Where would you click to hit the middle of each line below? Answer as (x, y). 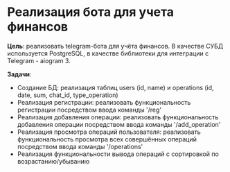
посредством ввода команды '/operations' (80, 146)
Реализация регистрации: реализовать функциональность (104, 102)
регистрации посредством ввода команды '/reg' (89, 110)
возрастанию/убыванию (53, 161)
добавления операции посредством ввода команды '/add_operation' (119, 124)
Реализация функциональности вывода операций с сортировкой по (118, 154)
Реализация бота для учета (91, 12)
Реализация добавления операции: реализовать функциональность (118, 117)
